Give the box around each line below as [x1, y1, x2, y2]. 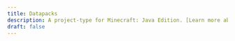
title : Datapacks [7, 10, 58, 17]
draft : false [7, 23, 45, 30]
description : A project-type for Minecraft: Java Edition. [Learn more [7, 17, 220, 24]
